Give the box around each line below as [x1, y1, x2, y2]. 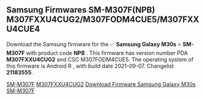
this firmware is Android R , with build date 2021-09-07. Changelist [6, 62, 174, 70]
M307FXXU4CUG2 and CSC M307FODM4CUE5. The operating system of [6, 55, 194, 63]
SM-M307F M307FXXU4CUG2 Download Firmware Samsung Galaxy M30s [6, 80, 196, 88]
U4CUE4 [6, 24, 40, 34]
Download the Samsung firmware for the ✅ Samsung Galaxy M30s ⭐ [6, 40, 182, 48]
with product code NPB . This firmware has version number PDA [26, 49, 188, 57]
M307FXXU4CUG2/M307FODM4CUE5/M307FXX [6, 15, 199, 25]
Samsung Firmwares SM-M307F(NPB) [6, 5, 155, 15]
